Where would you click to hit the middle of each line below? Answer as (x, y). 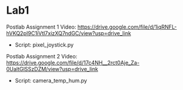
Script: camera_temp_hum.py (51, 80)
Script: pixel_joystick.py (44, 45)
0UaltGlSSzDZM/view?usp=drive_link (52, 69)
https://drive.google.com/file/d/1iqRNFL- (127, 27)
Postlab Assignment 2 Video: (42, 56)
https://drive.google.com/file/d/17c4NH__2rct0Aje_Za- (73, 63)
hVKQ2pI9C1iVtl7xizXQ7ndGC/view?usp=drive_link (69, 33)
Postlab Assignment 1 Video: (41, 27)
